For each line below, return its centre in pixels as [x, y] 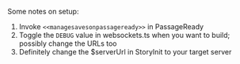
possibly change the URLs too [68, 43]
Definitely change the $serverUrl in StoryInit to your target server [125, 52]
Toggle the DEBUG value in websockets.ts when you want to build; [124, 35]
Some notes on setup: [43, 11]
